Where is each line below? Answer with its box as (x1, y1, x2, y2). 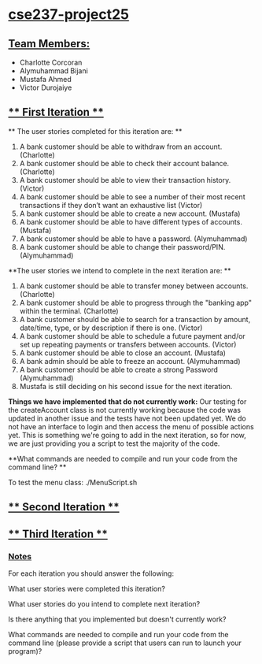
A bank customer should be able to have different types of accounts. (19, 217, 242, 226)
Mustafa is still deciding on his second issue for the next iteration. (19, 381, 233, 391)
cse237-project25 (8, 6, 130, 24)
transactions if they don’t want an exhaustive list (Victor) (19, 200, 203, 210)
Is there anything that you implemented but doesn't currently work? (8, 614, 227, 624)
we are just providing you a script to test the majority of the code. (8, 439, 220, 448)
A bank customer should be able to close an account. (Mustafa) (19, 348, 227, 358)
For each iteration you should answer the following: (8, 569, 175, 578)
